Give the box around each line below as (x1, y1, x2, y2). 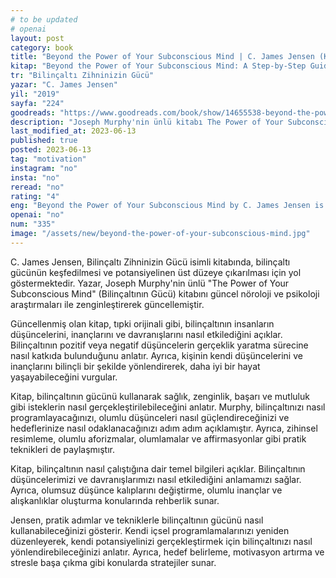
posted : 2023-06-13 (10, 145, 92, 155)
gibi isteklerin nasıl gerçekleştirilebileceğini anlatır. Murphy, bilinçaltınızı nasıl (10, 401, 326, 413)
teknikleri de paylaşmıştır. (10, 443, 115, 455)
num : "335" (10, 219, 56, 230)
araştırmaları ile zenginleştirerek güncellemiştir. (10, 298, 205, 310)
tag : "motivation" (10, 154, 87, 164)
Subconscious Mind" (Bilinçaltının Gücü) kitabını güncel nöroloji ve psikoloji (10, 287, 320, 300)
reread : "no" (10, 182, 65, 192)
